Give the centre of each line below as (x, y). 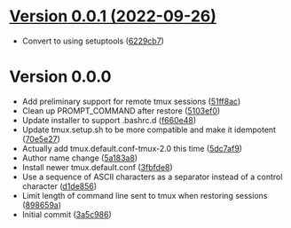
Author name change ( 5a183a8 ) (80, 158)
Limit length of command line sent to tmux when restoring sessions (145, 195)
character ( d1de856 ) (59, 186)
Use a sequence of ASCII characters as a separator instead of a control (152, 177)
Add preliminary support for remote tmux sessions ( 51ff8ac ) (131, 101)
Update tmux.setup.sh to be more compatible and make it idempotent (149, 130)
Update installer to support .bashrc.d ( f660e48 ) (109, 120)
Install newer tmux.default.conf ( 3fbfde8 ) (97, 167)
